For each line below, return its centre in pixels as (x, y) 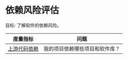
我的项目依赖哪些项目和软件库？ (82, 48)
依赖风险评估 (32, 10)
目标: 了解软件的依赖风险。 (33, 25)
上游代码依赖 (23, 48)
